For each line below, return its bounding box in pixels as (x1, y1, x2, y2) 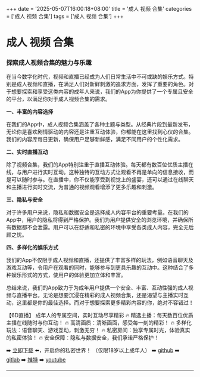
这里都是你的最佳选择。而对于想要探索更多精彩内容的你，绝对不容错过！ (16, 299, 194, 306)
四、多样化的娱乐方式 (6, 244, 58, 251)
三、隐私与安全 (6, 196, 43, 203)
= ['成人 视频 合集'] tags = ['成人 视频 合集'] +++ (6, 13, 124, 20)
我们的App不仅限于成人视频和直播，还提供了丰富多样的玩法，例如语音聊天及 (6, 257, 193, 264)
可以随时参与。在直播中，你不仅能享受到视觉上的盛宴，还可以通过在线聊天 (11, 176, 194, 183)
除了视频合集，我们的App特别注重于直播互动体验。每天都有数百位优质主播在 (6, 161, 193, 168)
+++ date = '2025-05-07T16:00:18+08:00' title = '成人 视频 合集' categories (6, 5, 192, 12)
